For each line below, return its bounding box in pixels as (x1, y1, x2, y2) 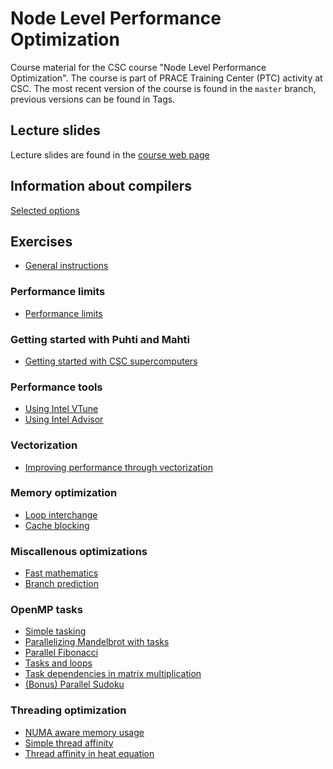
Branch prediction (24, 578, 99, 590)
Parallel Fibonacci (24, 647, 99, 659)
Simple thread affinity (24, 737, 114, 749)
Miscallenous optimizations (10, 544, 148, 558)
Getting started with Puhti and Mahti (10, 332, 191, 346)
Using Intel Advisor (24, 413, 104, 426)
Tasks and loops (24, 657, 93, 669)
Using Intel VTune (24, 403, 99, 415)
